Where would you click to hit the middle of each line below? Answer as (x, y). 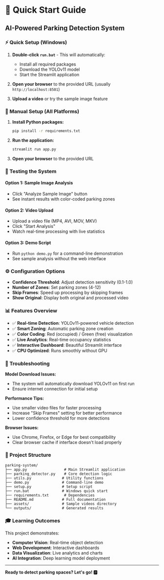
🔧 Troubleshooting (27, 363)
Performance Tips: (24, 399)
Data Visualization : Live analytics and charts (57, 553)
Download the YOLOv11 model (50, 69)
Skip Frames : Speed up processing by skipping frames (67, 292)
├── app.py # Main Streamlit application (65, 469)
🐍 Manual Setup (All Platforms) (42, 111)
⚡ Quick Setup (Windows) (36, 42)
